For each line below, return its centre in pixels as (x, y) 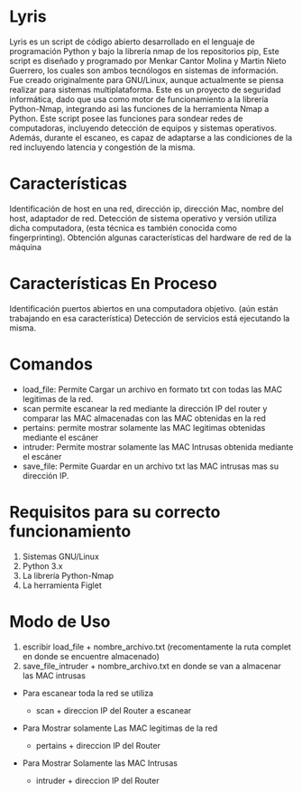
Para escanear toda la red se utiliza (88, 693)
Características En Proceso (114, 284)
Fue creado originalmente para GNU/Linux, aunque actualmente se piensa (146, 79)
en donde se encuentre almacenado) (91, 656)
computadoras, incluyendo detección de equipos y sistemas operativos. (143, 127)
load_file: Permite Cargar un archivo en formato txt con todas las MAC (152, 389)
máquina (26, 247)
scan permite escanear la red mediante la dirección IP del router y (145, 408)
